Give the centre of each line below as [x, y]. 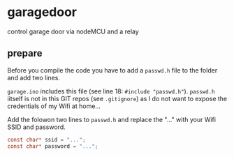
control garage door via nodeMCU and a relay [73, 31]
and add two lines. [34, 77]
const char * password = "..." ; [53, 146]
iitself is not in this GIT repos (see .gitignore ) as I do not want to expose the [117, 98]
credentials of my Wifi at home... [54, 106]
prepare [25, 53]
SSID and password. [36, 127]
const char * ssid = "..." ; [46, 140]
